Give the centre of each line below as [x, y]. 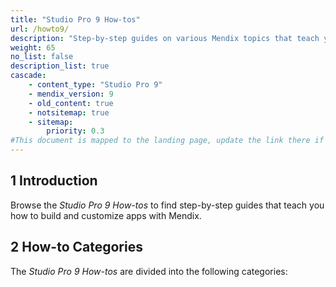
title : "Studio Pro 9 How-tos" [75, 19]
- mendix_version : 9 [71, 94]
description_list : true [60, 66]
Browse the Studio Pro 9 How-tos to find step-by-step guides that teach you [167, 205]
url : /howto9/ [40, 29]
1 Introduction [54, 181]
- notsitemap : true [69, 112]
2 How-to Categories [76, 247]
